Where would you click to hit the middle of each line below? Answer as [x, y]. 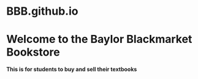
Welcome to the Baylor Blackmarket [99, 39]
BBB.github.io [42, 11]
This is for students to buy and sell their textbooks [72, 69]
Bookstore [33, 52]
